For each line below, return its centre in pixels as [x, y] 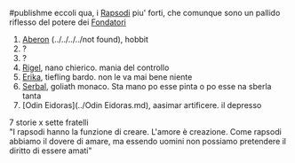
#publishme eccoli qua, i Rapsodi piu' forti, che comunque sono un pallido [145, 13]
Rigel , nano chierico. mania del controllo [96, 67]
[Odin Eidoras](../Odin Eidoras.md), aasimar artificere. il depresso [142, 105]
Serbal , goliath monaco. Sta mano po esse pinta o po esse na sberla [147, 86]
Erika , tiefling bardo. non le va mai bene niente [107, 77]
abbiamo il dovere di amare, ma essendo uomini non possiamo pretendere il [148, 141]
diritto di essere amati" [51, 151]
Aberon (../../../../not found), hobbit [85, 39]
